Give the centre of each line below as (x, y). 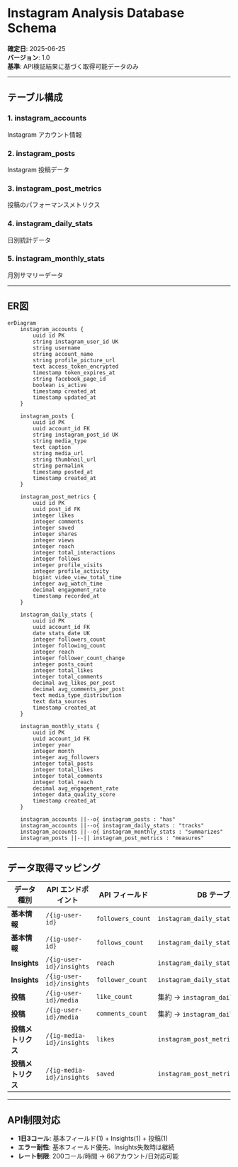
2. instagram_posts (41, 153)
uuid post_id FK (57, 509)
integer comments (58, 521)
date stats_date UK (62, 633)
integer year (52, 745)
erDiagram (22, 323)
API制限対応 (34, 1120)
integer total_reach (63, 782)
